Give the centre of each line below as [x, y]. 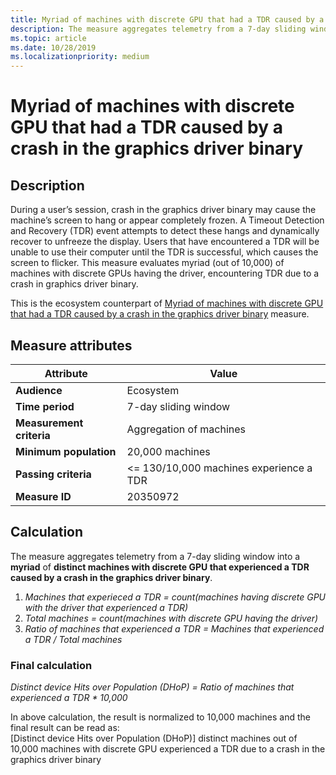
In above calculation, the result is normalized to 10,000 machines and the [160, 717]
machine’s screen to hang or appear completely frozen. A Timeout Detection [167, 220]
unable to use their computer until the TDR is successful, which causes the [164, 252]
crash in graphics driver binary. [74, 284]
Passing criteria [53, 474]
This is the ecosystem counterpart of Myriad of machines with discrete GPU [167, 303]
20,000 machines [168, 451]
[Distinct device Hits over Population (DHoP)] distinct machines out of [154, 738]
